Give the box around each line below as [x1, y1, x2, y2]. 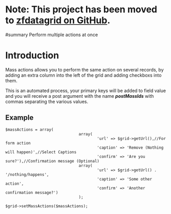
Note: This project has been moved [5, 4, 158, 15]
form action [5, 140, 31, 146]
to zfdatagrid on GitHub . [5, 14, 111, 26]
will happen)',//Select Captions [5, 149, 77, 155]
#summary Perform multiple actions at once [5, 31, 98, 38]
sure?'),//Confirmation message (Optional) [5, 158, 100, 164]
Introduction [5, 50, 59, 61]
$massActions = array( [5, 127, 54, 132]
